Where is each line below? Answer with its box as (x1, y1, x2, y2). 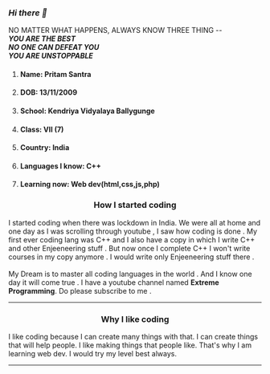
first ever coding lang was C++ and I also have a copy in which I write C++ (8, 234, 256, 244)
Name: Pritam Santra (19, 69, 92, 79)
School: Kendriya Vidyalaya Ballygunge (19, 106, 155, 116)
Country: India (19, 143, 70, 152)
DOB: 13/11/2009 (19, 87, 78, 97)
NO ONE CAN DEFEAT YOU (8, 43, 100, 52)
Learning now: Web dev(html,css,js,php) (19, 180, 161, 189)
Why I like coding (100, 313, 170, 324)
